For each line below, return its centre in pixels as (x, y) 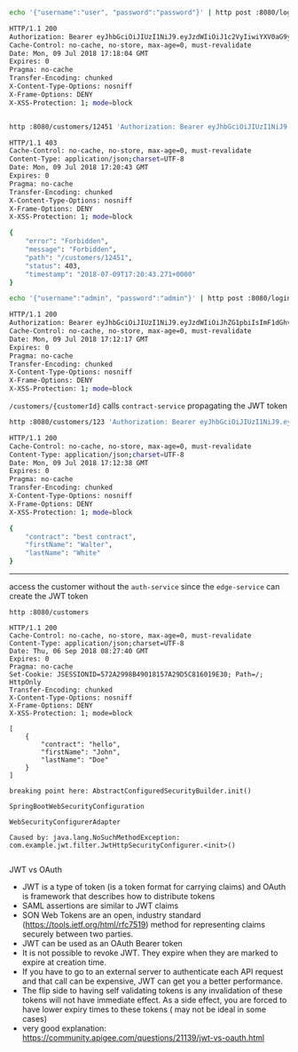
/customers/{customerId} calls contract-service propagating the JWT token (149, 406)
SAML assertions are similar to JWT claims (100, 906)
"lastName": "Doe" (75, 760)
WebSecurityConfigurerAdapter (65, 822)
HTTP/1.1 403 (33, 143)
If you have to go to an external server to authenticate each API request (153, 972)
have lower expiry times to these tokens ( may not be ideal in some (144, 1009)
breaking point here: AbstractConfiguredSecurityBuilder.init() (130, 791)
